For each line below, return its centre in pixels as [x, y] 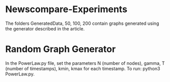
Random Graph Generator [61, 49]
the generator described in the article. [45, 28]
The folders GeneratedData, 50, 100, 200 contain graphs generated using [82, 23]
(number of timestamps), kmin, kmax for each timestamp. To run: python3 [83, 68]
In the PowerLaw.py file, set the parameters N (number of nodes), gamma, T [85, 63]
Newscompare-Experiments [66, 9]
